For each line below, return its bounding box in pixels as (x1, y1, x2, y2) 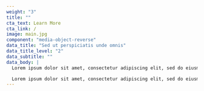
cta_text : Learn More (6, 20, 61, 26)
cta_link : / (6, 25, 36, 32)
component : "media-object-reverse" (6, 37, 97, 43)
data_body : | (6, 59, 39, 65)
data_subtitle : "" (6, 54, 53, 60)
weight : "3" (6, 8, 36, 15)
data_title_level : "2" (6, 48, 64, 54)
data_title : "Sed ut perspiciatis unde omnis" (6, 43, 126, 49)
